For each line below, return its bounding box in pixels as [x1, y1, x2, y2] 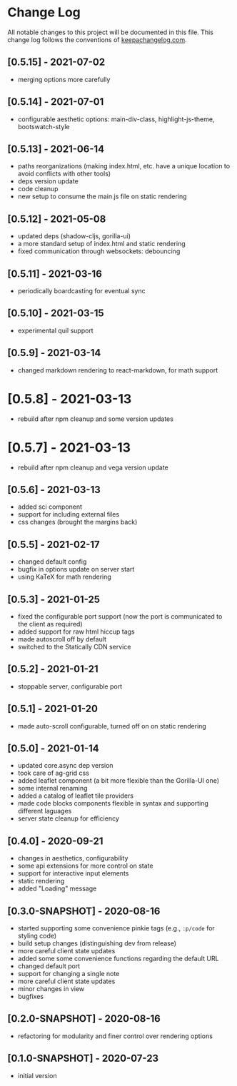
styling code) [17, 932, 57, 940]
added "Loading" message [17, 884, 97, 893]
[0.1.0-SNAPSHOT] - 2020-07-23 [7, 1052, 159, 1065]
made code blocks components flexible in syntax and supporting [17, 799, 209, 808]
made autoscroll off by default [17, 634, 107, 643]
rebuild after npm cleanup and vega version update [17, 463, 169, 472]
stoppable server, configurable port [17, 682, 123, 691]
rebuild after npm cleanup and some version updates [17, 415, 173, 423]
